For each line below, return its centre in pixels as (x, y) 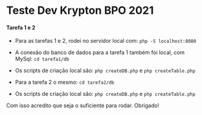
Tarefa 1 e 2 (21, 27)
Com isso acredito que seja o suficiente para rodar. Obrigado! (83, 105)
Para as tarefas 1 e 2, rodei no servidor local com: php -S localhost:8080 (106, 41)
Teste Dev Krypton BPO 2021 (80, 11)
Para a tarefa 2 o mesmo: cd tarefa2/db (65, 82)
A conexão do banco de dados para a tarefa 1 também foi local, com (100, 52)
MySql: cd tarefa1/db (42, 59)
